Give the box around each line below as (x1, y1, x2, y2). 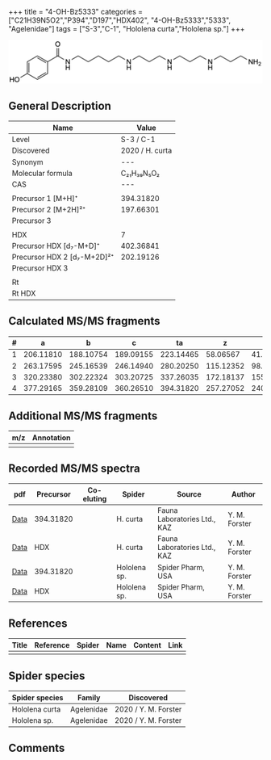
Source (177, 489, 202, 499)
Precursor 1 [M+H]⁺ (11, 193, 78, 203)
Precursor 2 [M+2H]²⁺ (11, 204, 86, 214)
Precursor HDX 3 (11, 263, 69, 273)
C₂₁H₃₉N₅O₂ (120, 168, 160, 178)
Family (77, 692, 101, 702)
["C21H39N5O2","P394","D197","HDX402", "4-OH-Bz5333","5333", (8, 15, 231, 25)
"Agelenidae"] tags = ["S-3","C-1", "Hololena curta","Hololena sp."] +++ (8, 24, 245, 33)
